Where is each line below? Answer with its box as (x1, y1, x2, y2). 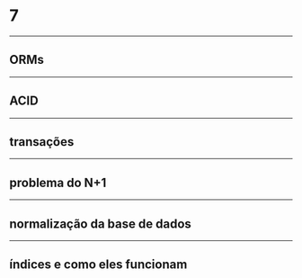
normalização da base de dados (9, 216, 191, 231)
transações (9, 134, 75, 149)
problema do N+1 (9, 175, 107, 190)
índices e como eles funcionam (9, 257, 188, 273)
